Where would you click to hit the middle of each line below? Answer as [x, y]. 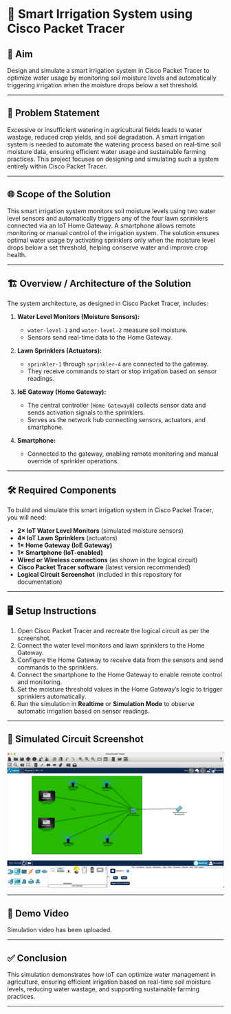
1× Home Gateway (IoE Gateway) [65, 545]
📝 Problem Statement [54, 113]
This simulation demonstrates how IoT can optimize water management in [112, 974]
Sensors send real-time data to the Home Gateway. [100, 338]
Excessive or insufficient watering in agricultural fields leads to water [105, 129]
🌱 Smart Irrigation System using [100, 14]
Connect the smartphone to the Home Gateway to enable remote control [119, 675]
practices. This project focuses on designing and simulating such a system [113, 159]
